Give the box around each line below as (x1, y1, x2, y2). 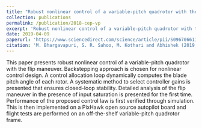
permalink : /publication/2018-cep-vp (6, 20, 101, 26)
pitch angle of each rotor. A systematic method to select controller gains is (6, 78, 191, 85)
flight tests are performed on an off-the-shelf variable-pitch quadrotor (6, 109, 180, 117)
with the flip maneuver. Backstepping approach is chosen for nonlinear (6, 65, 182, 72)
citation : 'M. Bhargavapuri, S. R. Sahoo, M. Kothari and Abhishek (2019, (6, 43, 198, 49)
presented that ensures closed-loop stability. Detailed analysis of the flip (6, 84, 186, 91)
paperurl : (6, 37, 31, 43)
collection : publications (6, 14, 71, 20)
